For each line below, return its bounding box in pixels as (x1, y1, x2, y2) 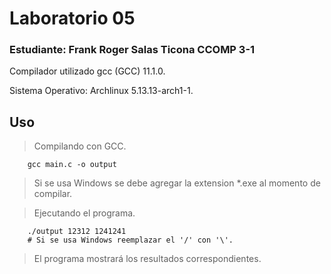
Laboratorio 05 (9, 7, 136, 30)
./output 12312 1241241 (27, 227, 127, 237)
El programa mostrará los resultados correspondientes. (33, 253, 262, 265)
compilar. (33, 188, 73, 200)
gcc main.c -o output (27, 160, 117, 170)
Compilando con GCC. (33, 140, 127, 152)
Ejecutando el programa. (33, 207, 136, 219)
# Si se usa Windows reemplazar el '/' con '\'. (27, 235, 234, 246)
